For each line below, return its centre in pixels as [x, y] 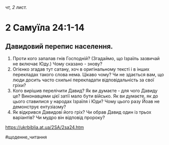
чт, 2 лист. [16, 7]
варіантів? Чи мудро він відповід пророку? [59, 117]
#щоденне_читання [26, 137]
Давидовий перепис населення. [59, 46]
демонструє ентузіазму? [39, 107]
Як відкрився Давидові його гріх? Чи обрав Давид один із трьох [82, 112]
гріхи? [19, 85]
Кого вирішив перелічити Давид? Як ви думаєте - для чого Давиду [85, 91]
